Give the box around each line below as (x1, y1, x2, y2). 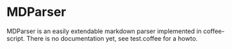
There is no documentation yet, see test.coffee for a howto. (26, 34, 198, 42)
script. (6, 34, 25, 42)
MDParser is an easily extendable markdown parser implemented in (6, 27, 202, 35)
